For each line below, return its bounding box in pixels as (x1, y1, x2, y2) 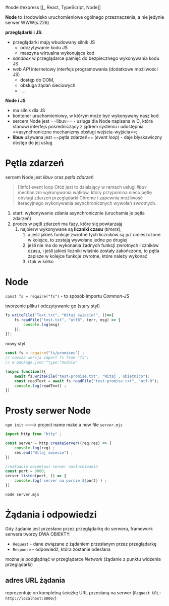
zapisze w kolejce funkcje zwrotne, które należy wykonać (27, 253, 148, 259)
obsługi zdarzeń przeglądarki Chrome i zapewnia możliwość (17, 195, 143, 201)
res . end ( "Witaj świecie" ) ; (14, 450, 73, 455)
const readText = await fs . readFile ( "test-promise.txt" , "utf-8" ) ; (14, 378, 159, 383)
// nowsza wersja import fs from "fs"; (5, 355, 89, 361)
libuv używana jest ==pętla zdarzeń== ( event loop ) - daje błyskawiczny (12, 134, 162, 140)
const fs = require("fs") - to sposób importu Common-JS (5, 293, 130, 299)
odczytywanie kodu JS (20, 45, 68, 50)
